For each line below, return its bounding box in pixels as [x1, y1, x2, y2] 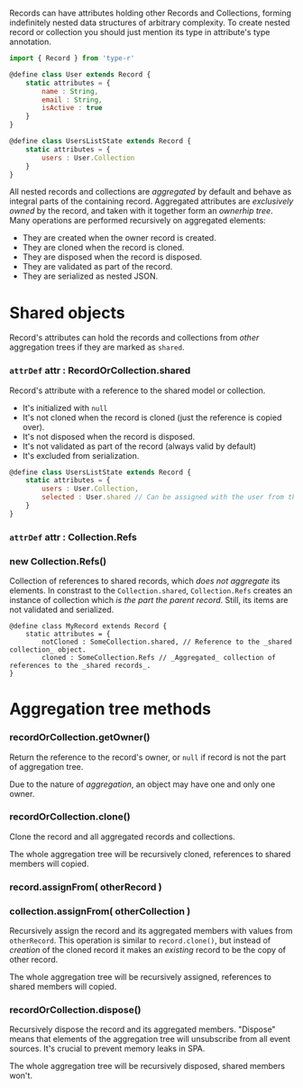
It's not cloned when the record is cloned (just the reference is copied [22, 412, 282, 423]
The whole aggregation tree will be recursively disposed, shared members [9, 1061, 286, 1072]
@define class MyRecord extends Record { [9, 622, 168, 631]
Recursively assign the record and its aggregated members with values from [9, 926, 293, 937]
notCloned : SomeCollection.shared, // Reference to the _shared [41, 637, 293, 647]
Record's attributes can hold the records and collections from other [9, 333, 260, 343]
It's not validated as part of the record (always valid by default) [22, 441, 257, 452]
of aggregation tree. [9, 761, 84, 772]
